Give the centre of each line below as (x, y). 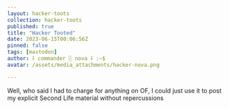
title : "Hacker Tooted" (42, 33)
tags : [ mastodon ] (32, 52)
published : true (31, 26)
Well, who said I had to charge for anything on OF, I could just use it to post (114, 90)
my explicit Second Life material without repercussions (86, 98)
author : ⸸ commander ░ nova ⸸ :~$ (56, 59)
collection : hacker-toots (44, 20)
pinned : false (28, 46)
